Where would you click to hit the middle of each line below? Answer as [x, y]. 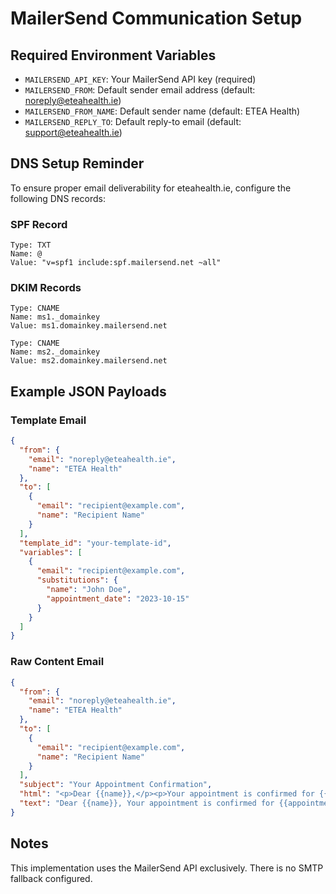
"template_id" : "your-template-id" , [95, 543]
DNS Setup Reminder [77, 163]
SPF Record [39, 224]
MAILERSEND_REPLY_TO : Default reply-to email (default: [133, 121]
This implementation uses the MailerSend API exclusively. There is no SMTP [167, 868]
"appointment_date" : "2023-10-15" [118, 598]
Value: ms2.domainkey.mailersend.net [89, 361]
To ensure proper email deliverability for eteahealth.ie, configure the [151, 188]
